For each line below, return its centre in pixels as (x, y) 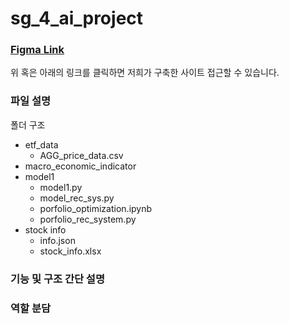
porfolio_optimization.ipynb (96, 208)
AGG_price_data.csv (81, 155)
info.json (57, 240)
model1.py (61, 187)
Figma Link (37, 50)
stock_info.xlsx (70, 251)
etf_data (41, 144)
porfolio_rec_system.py (88, 219)
